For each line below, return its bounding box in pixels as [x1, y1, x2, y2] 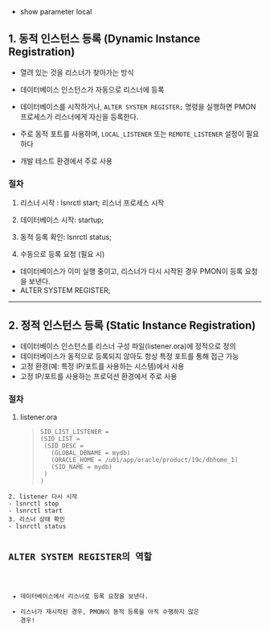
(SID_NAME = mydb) [51, 463, 112, 472]
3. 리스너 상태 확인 [8, 515, 66, 524]
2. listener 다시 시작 [8, 493, 78, 501]
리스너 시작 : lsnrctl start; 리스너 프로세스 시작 [19, 198, 165, 208]
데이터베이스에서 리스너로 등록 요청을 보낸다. [19, 592, 149, 600]
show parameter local [19, 7, 92, 16]
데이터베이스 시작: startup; [19, 215, 104, 225]
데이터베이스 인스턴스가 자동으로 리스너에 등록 [19, 85, 165, 94]
